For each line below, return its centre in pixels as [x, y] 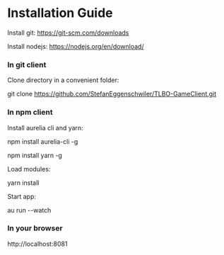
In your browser [35, 228]
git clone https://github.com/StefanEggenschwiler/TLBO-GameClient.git [112, 94]
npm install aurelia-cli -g [43, 141]
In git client [27, 64]
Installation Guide [60, 13]
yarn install [23, 183]
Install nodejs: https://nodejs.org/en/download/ [76, 46]
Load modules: [29, 169]
